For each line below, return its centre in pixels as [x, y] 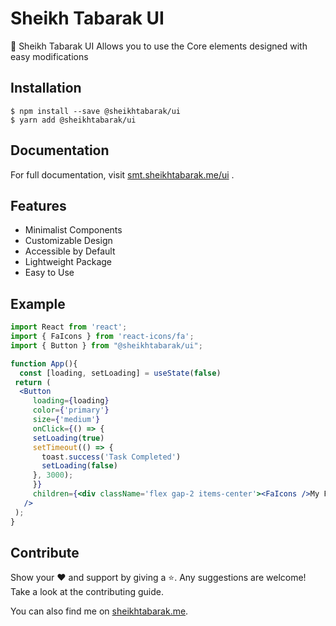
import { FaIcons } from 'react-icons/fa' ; [102, 337]
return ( [33, 382]
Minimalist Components [73, 230]
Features [38, 205]
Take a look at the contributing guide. [87, 592]
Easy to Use [49, 273]
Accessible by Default [70, 251]
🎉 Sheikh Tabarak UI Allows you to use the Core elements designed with [159, 46]
